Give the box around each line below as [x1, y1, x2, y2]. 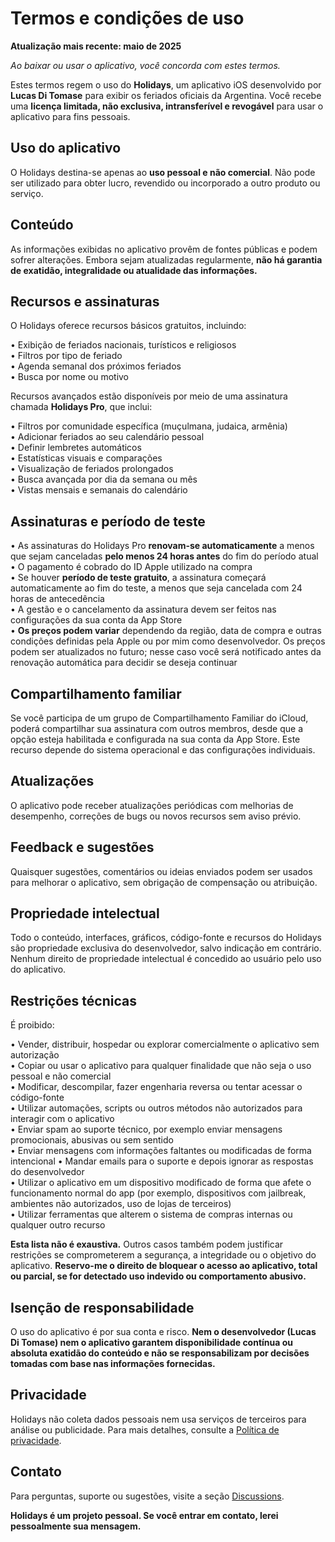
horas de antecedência [10, 593, 105, 605]
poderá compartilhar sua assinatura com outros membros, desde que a [10, 723, 304, 734]
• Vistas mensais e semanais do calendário [10, 484, 188, 496]
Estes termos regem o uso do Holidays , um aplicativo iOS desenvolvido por [10, 78, 322, 91]
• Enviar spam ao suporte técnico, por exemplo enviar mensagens [10, 1123, 283, 1136]
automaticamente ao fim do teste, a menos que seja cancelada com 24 [10, 582, 303, 594]
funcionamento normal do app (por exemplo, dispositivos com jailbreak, [10, 1187, 307, 1199]
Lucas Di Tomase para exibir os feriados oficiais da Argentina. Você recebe [10, 89, 322, 101]
